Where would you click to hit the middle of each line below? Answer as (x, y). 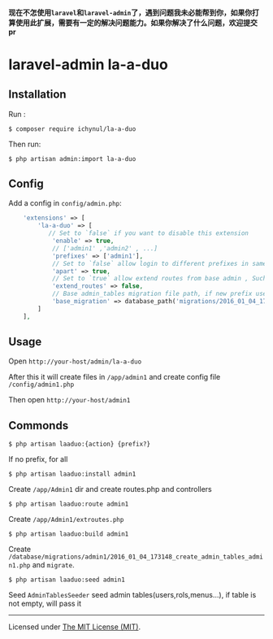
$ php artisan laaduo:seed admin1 (67, 580)
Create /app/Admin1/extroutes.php (66, 519)
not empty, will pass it (45, 604)
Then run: (25, 144)
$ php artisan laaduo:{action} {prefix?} (80, 444)
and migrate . (53, 565)
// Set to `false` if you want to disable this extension (149, 233)
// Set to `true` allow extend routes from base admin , (150, 279)
